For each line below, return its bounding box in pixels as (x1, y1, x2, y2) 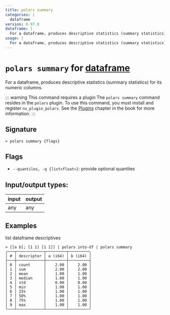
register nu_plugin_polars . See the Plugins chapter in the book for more (5, 105, 155, 111)
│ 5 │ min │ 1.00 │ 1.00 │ (5, 285, 92, 290)
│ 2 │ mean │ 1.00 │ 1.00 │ (5, 271, 92, 276)
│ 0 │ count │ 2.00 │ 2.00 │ (5, 262, 92, 267)
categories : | (5, 12, 35, 17)
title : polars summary (5, 7, 53, 13)
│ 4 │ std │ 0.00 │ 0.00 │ (5, 280, 92, 285)
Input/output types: (5, 181, 69, 189)
